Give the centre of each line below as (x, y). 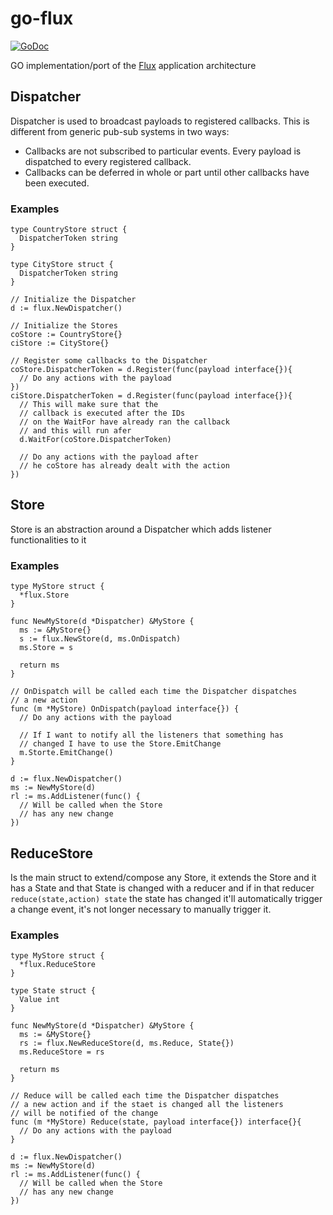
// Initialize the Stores (64, 326)
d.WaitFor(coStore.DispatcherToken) (95, 440)
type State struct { (53, 991)
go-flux (42, 18)
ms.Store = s (46, 648)
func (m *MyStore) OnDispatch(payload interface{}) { (125, 709)
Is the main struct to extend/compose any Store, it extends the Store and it (163, 877)
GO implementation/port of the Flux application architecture (133, 65)
